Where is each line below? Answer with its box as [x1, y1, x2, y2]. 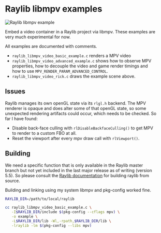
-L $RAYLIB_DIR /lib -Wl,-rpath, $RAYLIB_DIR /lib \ [11, 219, 111, 224]
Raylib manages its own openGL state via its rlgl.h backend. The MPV [5, 100, 146, 106]
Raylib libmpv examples [5, 3, 102, 15]
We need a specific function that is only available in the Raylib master [5, 162, 144, 168]
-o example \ [11, 214, 38, 219]
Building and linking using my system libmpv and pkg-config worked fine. [5, 187, 151, 193]
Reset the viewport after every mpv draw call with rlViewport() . [12, 135, 140, 141]
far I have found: [5, 115, 38, 122]
